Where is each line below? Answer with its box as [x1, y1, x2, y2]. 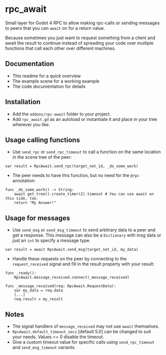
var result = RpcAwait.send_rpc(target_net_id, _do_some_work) [5, 164, 139, 169]
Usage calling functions [5, 135, 80, 144]
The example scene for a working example [12, 78, 100, 84]
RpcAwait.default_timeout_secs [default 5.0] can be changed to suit [12, 329, 151, 334]
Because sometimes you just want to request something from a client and [5, 35, 156, 41]
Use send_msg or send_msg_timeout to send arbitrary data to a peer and [12, 227, 156, 233]
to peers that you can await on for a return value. [5, 25, 105, 31]
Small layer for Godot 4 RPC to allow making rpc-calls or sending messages [5, 20, 160, 26]
